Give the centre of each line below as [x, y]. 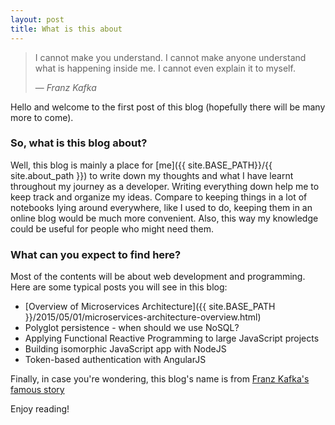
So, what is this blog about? [79, 143]
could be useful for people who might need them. [112, 228]
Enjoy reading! [40, 409]
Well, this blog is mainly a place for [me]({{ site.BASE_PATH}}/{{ [141, 165]
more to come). [42, 117]
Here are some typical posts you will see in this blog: [119, 287]
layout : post [37, 19]
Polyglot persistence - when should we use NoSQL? [132, 328]
